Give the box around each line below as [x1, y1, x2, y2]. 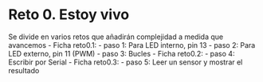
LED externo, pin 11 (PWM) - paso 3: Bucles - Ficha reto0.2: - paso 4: [8, 49, 235, 58]
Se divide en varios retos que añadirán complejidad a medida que [8, 32, 224, 41]
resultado [8, 65, 40, 75]
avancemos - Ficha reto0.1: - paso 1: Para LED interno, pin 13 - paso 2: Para [8, 40, 256, 49]
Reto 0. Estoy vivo [8, 6, 130, 24]
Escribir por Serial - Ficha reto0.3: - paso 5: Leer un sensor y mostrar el [8, 57, 243, 67]
